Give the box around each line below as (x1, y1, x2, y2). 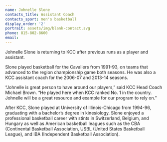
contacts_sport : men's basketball (5, 16, 77, 21)
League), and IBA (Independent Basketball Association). (5, 131, 120, 137)
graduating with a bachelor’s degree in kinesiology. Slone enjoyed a (5, 109, 144, 115)
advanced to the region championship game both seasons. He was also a (5, 69, 156, 75)
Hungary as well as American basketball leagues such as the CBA (5, 120, 141, 126)
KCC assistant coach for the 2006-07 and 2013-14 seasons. (5, 74, 129, 80)
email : (5, 35, 19, 40)
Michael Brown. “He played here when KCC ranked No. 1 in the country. (5, 89, 152, 95)
